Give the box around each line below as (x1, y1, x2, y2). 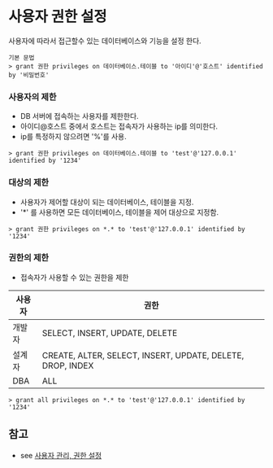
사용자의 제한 (8, 91, 57, 103)
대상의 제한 (8, 177, 50, 188)
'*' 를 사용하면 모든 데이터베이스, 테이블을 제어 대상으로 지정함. (19, 207, 219, 217)
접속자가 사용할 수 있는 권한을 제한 (19, 272, 129, 282)
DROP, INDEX (41, 360, 94, 371)
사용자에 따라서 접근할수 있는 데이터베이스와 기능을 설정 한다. (8, 36, 201, 46)
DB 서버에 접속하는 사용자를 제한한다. (19, 112, 140, 121)
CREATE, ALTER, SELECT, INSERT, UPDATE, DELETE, (41, 349, 245, 361)
